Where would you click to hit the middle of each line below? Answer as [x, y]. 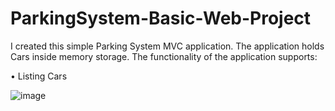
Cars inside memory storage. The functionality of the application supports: [164, 56]
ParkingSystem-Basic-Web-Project [161, 18]
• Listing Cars [39, 76]
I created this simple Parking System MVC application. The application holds [167, 46]
